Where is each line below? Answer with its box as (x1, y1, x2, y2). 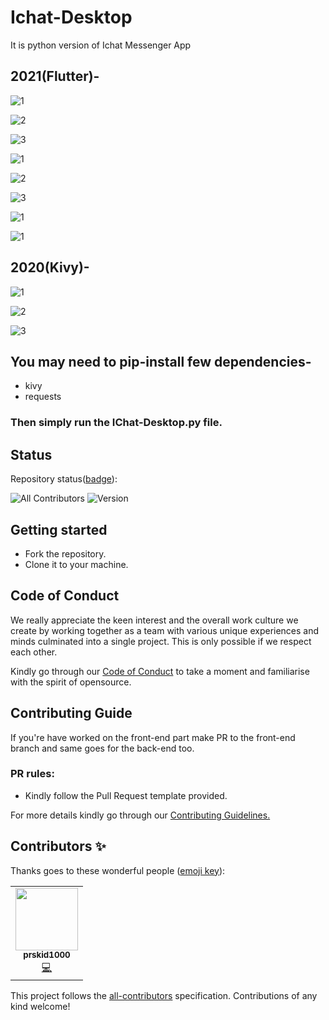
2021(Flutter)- (10, 68, 100, 85)
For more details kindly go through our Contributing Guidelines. (10, 809, 271, 821)
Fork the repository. (24, 547, 107, 560)
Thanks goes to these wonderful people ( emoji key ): (10, 864, 226, 876)
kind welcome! (10, 1000, 71, 1012)
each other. (10, 646, 58, 658)
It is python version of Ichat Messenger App (10, 39, 192, 51)
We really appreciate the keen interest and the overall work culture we (10, 614, 299, 626)
